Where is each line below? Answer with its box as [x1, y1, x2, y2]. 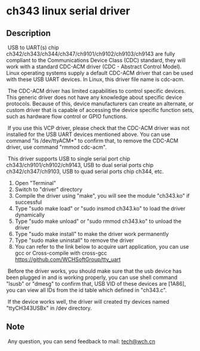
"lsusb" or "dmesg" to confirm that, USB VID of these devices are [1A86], [6, 280, 186, 287]
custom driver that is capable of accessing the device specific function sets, [6, 107, 194, 113]
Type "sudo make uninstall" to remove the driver [14, 237, 134, 244]
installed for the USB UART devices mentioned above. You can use [6, 131, 171, 138]
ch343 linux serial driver [6, 4, 130, 18]
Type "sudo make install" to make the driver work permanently [14, 231, 169, 237]
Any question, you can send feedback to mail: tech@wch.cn [7, 337, 155, 345]
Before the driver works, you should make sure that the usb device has [7, 268, 182, 274]
